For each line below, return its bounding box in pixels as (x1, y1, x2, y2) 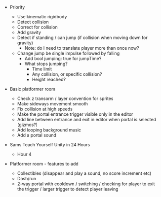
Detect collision (17, 19, 49, 25)
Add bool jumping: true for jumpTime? (24, 56, 102, 61)
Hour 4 (17, 151, 32, 157)
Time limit (32, 66, 52, 72)
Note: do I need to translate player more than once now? (24, 45, 139, 51)
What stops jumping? (24, 61, 68, 66)
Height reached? (32, 76, 66, 82)
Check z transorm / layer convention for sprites (17, 96, 114, 101)
